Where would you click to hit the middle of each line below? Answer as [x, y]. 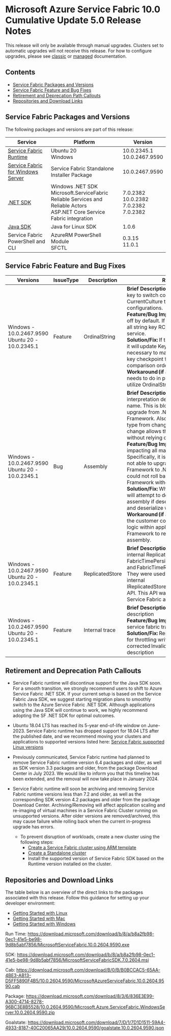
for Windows [23, 171]
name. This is [143, 406]
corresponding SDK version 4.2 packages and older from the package [86, 800]
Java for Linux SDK [74, 227]
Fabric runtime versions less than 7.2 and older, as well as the [77, 794]
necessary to [142, 353]
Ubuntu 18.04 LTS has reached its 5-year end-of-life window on [79, 726]
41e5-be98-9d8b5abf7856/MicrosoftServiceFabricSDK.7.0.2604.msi [77, 960]
